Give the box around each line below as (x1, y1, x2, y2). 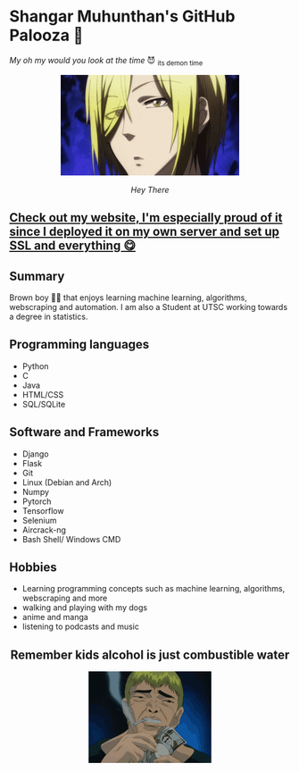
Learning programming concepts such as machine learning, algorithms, (21, 583, 286, 594)
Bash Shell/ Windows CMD (21, 533, 121, 544)
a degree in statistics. (9, 311, 88, 322)
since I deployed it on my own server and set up (9, 224, 279, 239)
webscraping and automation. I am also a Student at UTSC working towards (9, 301, 288, 312)
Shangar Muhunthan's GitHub (9, 6, 236, 27)
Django (21, 449, 49, 459)
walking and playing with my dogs (21, 602, 148, 613)
